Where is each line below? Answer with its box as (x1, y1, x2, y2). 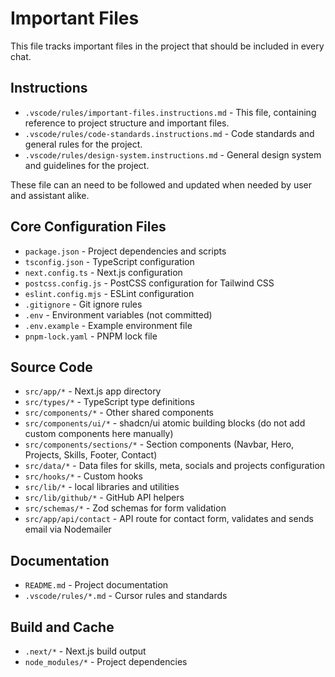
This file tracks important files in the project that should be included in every (10, 40, 325, 52)
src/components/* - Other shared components (24, 407, 214, 419)
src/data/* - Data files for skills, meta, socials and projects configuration (24, 460, 326, 472)
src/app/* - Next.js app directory (24, 385, 162, 397)
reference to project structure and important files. (24, 117, 230, 129)
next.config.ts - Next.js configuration (24, 266, 183, 278)
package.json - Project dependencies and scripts (24, 245, 227, 257)
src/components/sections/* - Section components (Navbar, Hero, (24, 438, 295, 451)
